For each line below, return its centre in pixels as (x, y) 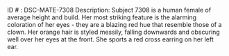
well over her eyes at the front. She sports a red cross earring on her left (110, 39)
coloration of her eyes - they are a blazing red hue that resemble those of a (114, 25)
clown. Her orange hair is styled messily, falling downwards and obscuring (113, 32)
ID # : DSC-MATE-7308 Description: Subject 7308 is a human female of (109, 10)
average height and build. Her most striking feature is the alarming (102, 17)
